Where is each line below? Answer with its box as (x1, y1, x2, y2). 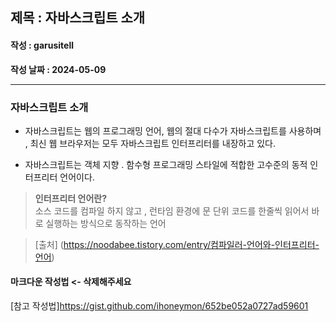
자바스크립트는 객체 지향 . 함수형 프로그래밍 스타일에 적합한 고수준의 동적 (24, 158, 308, 170)
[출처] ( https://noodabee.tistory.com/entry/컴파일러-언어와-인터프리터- (34, 238, 320, 250)
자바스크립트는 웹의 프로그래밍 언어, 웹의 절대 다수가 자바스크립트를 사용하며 (24, 124, 322, 137)
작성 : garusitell (10, 39, 75, 51)
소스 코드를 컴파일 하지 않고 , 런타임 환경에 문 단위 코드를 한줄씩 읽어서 (34, 204, 310, 217)
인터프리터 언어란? (34, 192, 107, 204)
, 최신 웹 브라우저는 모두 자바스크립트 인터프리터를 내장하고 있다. (24, 137, 277, 149)
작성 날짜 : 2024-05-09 (10, 63, 107, 75)
